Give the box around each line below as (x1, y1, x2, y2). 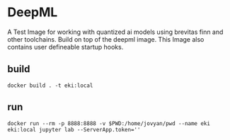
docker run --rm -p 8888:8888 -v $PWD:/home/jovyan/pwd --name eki (7, 119, 211, 127)
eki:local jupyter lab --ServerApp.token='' (7, 126, 141, 133)
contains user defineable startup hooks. (7, 42, 124, 51)
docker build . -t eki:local (7, 82, 93, 89)
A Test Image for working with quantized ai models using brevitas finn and (7, 28, 224, 36)
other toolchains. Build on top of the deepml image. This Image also (7, 35, 205, 43)
